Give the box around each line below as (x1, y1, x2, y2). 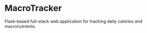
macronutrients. (4, 23, 36, 29)
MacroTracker (4, 3, 62, 14)
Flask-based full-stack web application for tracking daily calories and (4, 18, 143, 24)
